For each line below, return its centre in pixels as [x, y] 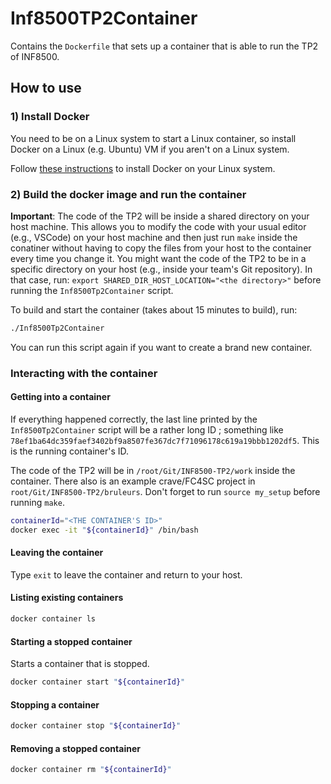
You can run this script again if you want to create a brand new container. [161, 347]
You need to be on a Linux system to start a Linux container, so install [153, 138]
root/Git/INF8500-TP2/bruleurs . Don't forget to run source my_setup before [165, 491]
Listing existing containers [67, 598]
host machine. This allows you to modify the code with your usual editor [158, 226]
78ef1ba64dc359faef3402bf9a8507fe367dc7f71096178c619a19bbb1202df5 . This [165, 440]
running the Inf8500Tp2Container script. [92, 290]
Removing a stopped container [75, 748]
